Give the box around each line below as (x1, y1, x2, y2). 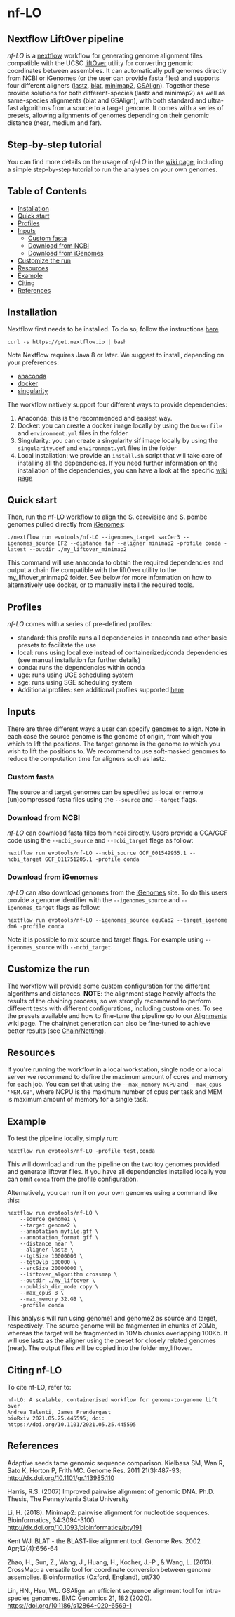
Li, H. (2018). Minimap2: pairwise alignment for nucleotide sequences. (7, 1508, 210, 1517)
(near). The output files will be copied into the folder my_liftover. (7, 1344, 192, 1352)
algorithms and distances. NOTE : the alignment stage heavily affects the (7, 989, 216, 998)
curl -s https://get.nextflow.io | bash (7, 338, 128, 345)
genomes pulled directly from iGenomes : (7, 520, 125, 529)
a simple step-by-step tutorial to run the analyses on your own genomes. (7, 165, 217, 173)
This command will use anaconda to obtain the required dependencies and (7, 558, 224, 567)
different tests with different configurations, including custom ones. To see (7, 1004, 223, 1012)
